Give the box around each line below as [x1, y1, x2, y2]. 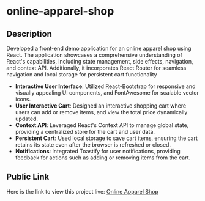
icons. [15, 96, 31, 103]
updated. [15, 115, 39, 122]
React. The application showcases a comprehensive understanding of [6, 51, 182, 59]
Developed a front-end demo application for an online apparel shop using [6, 45, 192, 52]
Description [6, 29, 52, 39]
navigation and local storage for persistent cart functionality [6, 71, 157, 78]
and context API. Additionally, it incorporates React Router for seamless [6, 64, 187, 71]
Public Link [6, 172, 50, 182]
